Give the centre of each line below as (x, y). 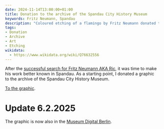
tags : (10, 28)
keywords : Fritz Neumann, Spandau (40, 18)
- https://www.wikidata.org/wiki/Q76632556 (54, 55)
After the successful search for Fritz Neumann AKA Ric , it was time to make (81, 69)
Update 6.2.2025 (40, 108)
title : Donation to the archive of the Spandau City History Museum (76, 14)
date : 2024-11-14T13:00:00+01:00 (39, 9)
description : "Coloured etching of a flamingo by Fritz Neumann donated (81, 23)
